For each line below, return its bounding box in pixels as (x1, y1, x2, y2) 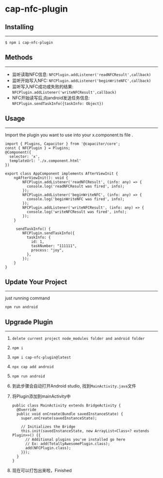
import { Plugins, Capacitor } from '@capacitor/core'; (5, 141, 120, 146)
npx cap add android (12, 365, 54, 370)
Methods (5, 53, 33, 62)
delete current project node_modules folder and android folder (12, 336, 145, 341)
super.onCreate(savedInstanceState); (21, 416, 97, 421)
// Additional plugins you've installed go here (25, 437, 126, 442)
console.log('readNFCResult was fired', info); (26, 184, 125, 189)
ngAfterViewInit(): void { (14, 175, 68, 180)
